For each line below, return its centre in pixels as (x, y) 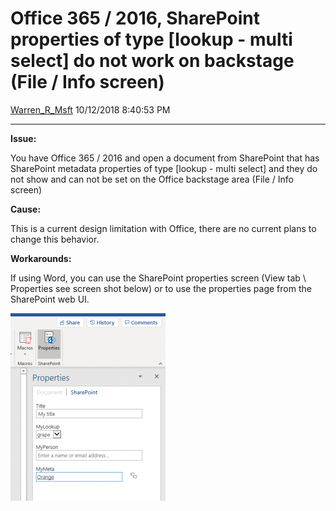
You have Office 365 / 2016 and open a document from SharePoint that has (165, 158)
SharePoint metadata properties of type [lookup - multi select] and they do (164, 168)
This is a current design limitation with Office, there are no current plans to (163, 228)
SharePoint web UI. (50, 299)
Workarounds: (41, 258)
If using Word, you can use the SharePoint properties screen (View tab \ (158, 278)
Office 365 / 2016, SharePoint (135, 18)
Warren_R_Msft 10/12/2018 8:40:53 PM (90, 109)
